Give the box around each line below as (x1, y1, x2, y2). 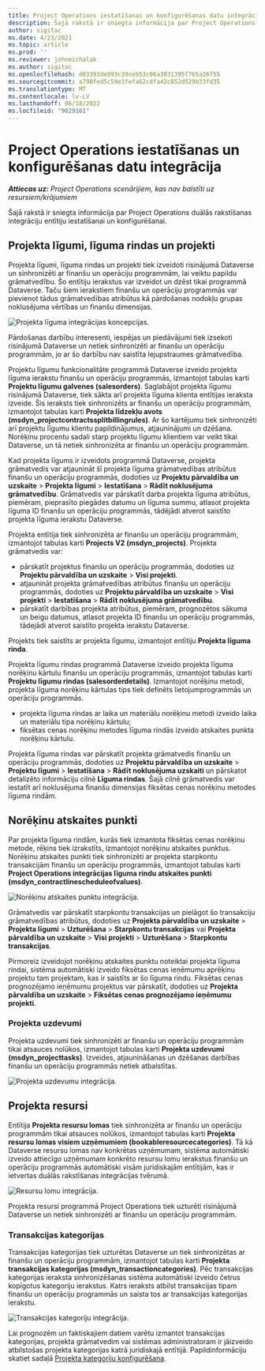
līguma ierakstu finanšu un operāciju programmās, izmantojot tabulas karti (8, 373, 250, 382)
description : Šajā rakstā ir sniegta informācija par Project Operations (8, 19, 256, 27)
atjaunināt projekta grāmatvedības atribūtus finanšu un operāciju (19, 578, 231, 588)
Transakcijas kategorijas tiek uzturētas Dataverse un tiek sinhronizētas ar (8, 1247, 246, 1256)
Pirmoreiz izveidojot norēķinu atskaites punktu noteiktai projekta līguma (8, 956, 241, 966)
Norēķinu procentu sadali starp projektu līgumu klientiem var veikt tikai (8, 431, 238, 441)
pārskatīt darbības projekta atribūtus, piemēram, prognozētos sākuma (19, 604, 248, 613)
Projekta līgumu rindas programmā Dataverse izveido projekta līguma (8, 659, 234, 669)
